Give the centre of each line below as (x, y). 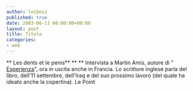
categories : (21, 40)
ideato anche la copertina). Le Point (51, 81)
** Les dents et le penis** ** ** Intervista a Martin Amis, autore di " (90, 62)
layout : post (23, 29)
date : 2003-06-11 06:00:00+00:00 (49, 23)
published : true (27, 17)
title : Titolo (24, 34)
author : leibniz (27, 12)
